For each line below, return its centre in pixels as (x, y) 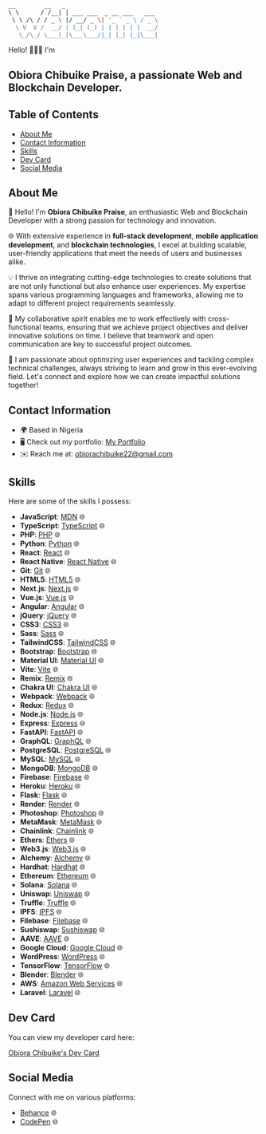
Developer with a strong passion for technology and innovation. (112, 220)
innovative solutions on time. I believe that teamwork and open (111, 336)
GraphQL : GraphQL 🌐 (55, 741)
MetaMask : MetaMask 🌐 (61, 822)
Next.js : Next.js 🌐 (49, 589)
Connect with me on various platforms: (72, 1097)
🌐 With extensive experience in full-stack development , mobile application (133, 236)
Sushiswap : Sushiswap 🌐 (62, 930)
